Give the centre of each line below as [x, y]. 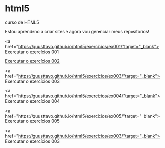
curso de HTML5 [22, 22]
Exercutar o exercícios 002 [33, 61]
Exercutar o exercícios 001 [32, 52]
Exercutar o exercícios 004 [33, 101]
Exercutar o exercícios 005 [33, 121]
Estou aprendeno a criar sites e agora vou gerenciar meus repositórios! [77, 31]
